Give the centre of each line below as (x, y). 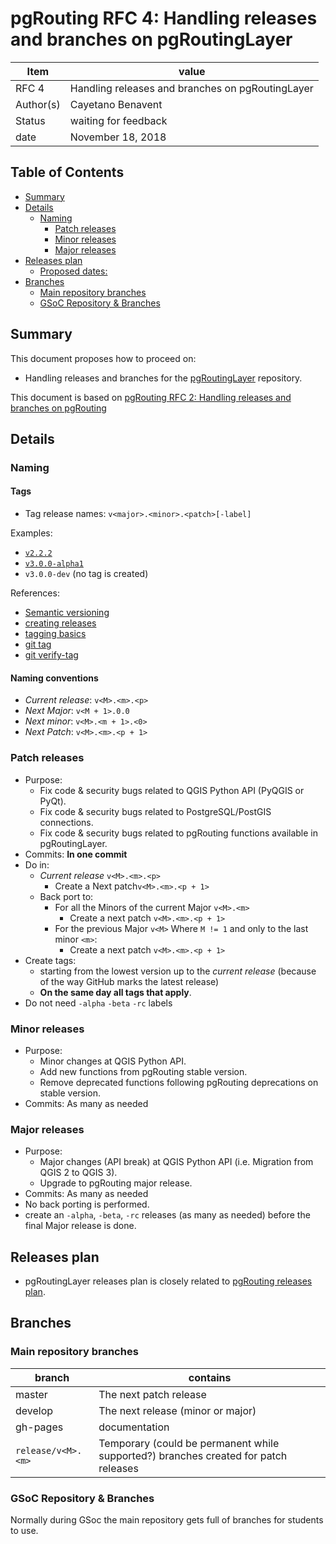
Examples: (31, 533)
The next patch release (152, 1394)
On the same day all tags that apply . (115, 992)
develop (34, 1410)
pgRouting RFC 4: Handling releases (164, 18)
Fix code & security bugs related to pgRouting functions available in (179, 833)
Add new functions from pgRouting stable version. (143, 1071)
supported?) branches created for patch (193, 1455)
